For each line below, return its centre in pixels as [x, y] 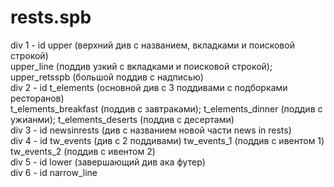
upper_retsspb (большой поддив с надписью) [107, 77]
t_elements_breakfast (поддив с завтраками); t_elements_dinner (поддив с [166, 108]
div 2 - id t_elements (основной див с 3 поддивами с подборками [149, 87]
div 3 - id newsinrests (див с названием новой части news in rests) [151, 130]
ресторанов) [37, 98]
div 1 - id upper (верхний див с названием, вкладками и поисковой [152, 45]
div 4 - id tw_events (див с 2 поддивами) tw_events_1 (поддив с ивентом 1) [167, 140]
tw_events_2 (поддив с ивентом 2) [83, 151]
